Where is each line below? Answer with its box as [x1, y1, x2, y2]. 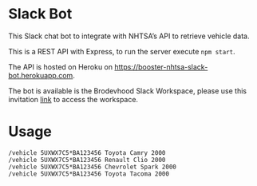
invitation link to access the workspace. [8, 94, 138, 104]
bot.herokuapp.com [8, 70, 73, 80]
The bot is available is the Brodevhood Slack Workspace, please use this [8, 85, 247, 96]
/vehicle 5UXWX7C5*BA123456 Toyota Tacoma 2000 [8, 169, 170, 178]
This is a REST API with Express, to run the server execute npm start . [8, 46, 235, 56]
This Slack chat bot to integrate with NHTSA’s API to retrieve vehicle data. [8, 31, 250, 41]
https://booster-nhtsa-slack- [114, 61, 208, 72]
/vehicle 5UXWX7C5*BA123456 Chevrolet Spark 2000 [8, 163, 177, 171]
